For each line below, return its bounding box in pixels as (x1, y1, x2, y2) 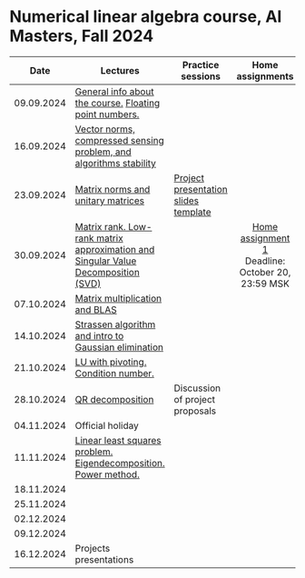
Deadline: (244, 254, 286, 267)
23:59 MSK (240, 277, 290, 290)
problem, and (74, 145, 132, 158)
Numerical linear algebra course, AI (9, 6, 282, 27)
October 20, (239, 265, 291, 278)
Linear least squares (74, 433, 162, 446)
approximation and (74, 243, 155, 255)
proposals (173, 404, 217, 417)
